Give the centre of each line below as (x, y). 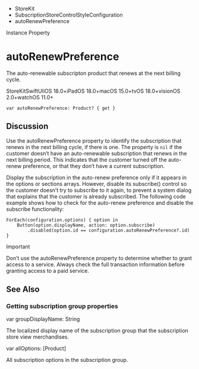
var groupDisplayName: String (43, 319)
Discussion (27, 126)
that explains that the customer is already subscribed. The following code (96, 196)
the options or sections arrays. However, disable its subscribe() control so (97, 184)
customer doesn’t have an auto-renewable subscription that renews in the (97, 153)
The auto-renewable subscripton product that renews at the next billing (94, 73)
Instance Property (28, 33)
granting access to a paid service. (48, 270)
